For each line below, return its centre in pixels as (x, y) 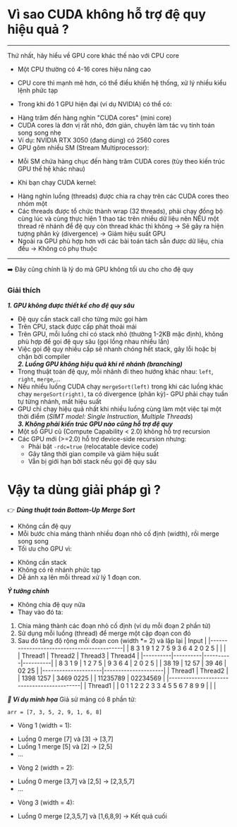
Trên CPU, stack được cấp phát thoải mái (77, 326)
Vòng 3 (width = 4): (46, 802)
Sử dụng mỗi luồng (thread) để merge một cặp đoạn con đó (104, 633)
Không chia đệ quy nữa (51, 605)
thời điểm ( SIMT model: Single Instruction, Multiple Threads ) (105, 417)
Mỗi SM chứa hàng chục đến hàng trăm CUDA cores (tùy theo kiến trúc (121, 161)
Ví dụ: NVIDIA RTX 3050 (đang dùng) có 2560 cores (93, 140)
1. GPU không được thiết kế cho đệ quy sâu (71, 305)
